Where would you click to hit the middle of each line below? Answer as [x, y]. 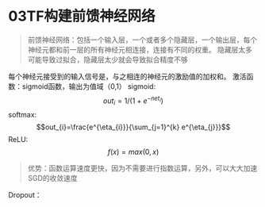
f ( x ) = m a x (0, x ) [133, 152]
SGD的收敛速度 [52, 178]
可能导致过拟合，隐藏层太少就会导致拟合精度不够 [108, 59]
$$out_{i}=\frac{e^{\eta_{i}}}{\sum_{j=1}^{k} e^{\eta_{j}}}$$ [133, 127]
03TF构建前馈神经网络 [82, 16]
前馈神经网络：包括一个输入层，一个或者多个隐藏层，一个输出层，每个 [142, 40]
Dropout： [25, 195]
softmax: [23, 115]
